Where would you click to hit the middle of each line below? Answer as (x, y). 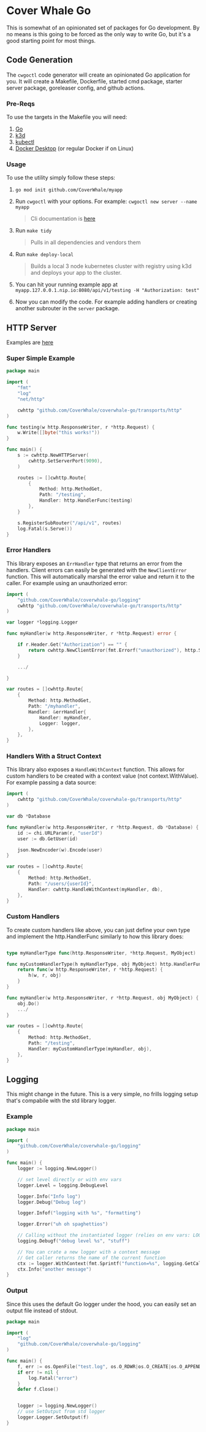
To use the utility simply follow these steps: (61, 178)
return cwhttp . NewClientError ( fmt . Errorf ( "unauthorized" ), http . (114, 650)
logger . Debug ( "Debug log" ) (52, 1202)
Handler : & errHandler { (57, 712)
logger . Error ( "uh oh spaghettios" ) (63, 1224)
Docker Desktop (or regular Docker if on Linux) (74, 148)
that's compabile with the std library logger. (61, 1101)
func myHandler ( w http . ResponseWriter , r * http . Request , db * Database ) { (103, 827)
